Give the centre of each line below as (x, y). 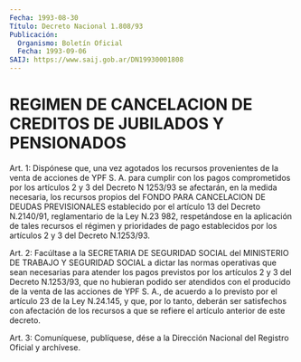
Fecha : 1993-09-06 (52, 52)
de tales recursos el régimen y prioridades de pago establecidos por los (143, 225)
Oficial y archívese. (45, 347)
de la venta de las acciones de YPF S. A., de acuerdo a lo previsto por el (144, 291)
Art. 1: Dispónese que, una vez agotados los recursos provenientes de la (144, 167)
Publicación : (34, 34)
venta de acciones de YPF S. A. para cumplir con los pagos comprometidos (150, 177)
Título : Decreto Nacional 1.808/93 (76, 26)
